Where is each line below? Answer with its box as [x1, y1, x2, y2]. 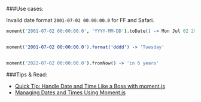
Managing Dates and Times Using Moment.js [14, 89, 126, 96]
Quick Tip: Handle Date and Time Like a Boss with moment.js [14, 82, 166, 89]
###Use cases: [6, 5, 44, 12]
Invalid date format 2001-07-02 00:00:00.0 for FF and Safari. [6, 17, 154, 23]
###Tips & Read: [6, 71, 48, 78]
